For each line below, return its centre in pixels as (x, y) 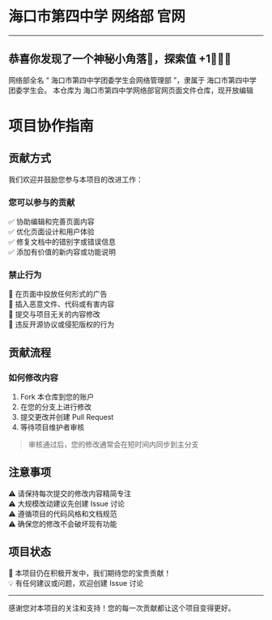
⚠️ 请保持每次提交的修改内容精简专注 (70, 493)
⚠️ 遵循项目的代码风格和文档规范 (63, 513)
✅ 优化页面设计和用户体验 (51, 232)
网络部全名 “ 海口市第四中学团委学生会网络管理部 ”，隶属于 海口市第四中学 (133, 80)
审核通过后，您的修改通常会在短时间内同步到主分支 (113, 445)
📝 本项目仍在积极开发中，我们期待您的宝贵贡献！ (90, 573)
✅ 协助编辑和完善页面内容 (51, 222)
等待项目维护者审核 (52, 427)
